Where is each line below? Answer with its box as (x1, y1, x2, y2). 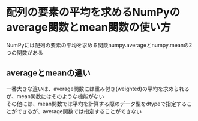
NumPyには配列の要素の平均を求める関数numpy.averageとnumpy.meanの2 (6, 41, 193, 49)
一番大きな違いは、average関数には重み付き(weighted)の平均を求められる (6, 85, 190, 92)
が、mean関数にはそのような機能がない (6, 92, 104, 99)
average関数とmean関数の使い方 (6, 20, 171, 34)
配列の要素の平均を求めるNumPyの (6, 5, 181, 19)
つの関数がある (6, 49, 43, 56)
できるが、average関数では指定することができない (16, 107, 142, 114)
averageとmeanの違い (6, 68, 91, 78)
